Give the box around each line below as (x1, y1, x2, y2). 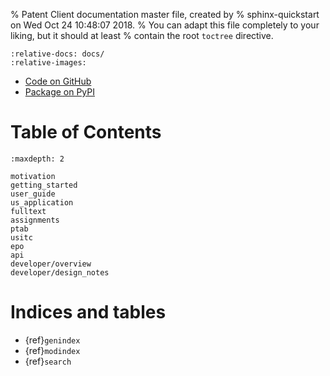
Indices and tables (10, 301, 167, 324)
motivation (10, 171, 56, 181)
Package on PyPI (24, 86, 96, 98)
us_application (10, 197, 74, 208)
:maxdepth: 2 (10, 154, 65, 164)
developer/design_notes (10, 267, 110, 278)
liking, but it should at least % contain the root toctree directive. (10, 30, 274, 41)
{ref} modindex (24, 344, 81, 356)
